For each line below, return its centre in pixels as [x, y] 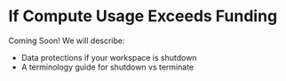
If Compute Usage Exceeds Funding [143, 16]
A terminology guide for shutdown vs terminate [107, 67]
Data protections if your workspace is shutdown [109, 57]
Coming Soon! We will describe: [67, 40]
